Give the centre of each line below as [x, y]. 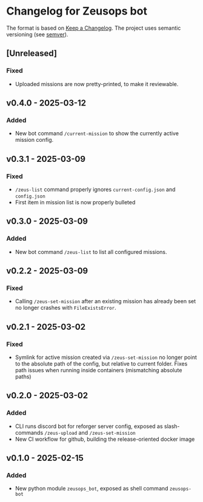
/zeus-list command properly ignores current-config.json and [95, 189]
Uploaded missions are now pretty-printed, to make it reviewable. [97, 84]
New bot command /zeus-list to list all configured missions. [91, 252]
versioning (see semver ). [37, 34]
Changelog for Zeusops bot [77, 11]
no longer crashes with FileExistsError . [65, 308]
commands [29, 432]
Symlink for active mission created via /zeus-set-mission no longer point [106, 357]
